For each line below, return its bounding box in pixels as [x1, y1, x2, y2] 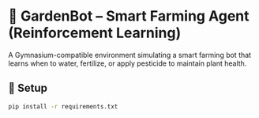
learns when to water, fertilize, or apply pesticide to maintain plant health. [8, 59, 247, 68]
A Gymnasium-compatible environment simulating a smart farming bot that [8, 50, 251, 59]
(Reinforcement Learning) [8, 24, 182, 42]
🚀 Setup [8, 82, 48, 95]
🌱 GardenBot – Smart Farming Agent [8, 7, 250, 25]
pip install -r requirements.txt [8, 102, 118, 110]
